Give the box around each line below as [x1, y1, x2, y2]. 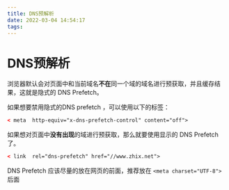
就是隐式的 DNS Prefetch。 [25, 88, 103, 97]
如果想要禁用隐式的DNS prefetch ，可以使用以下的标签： [7, 103, 170, 111]
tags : [7, 23, 23, 30]
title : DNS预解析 [7, 10, 54, 17]
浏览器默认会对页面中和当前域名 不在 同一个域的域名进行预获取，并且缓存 [7, 79, 214, 88]
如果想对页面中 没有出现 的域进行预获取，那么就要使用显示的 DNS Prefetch [7, 130, 219, 139]
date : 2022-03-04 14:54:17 [7, 17, 86, 24]
